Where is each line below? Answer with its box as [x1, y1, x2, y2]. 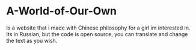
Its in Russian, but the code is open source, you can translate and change [6, 30, 188, 37]
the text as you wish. [6, 37, 58, 44]
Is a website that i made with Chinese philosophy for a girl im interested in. [6, 24, 191, 31]
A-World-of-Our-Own [6, 4, 117, 18]
